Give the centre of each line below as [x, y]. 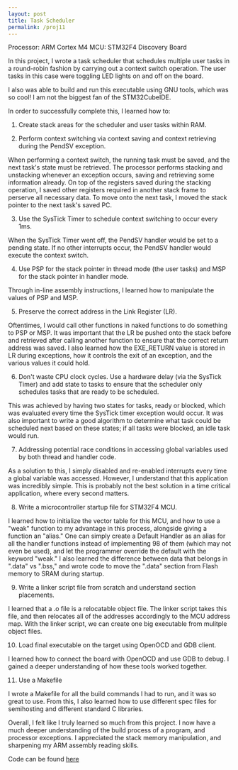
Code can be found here [44, 759]
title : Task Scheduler [41, 21]
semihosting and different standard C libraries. [76, 709]
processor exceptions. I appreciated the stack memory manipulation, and [115, 738]
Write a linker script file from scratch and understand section [107, 588]
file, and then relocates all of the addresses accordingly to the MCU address [119, 616]
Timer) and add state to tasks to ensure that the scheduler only [110, 385]
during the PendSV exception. [62, 146]
